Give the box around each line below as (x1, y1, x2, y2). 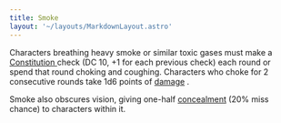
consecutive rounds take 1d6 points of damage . (9, 76, 190, 87)
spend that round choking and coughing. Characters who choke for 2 (9, 66, 269, 77)
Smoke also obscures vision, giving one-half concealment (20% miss (9, 93, 269, 105)
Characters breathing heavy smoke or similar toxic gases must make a (9, 46, 273, 57)
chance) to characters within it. (9, 103, 126, 114)
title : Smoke (9, 13, 59, 23)
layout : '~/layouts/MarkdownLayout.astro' (9, 22, 173, 31)
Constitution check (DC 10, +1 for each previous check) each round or (9, 56, 271, 67)
